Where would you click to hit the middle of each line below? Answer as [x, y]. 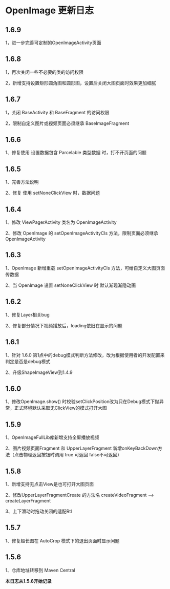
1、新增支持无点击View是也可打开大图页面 [50, 484]
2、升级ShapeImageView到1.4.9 [39, 372]
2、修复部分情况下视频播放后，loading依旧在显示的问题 [64, 325]
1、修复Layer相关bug [27, 314]
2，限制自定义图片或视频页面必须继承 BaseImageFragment [67, 123]
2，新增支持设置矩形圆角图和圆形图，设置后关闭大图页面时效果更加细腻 [81, 83]
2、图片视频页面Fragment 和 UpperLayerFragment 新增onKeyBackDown [82, 448]
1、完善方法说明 [22, 182]
